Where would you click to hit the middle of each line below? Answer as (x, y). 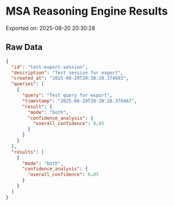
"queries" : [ (28, 84)
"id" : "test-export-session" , (49, 67)
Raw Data (24, 47)
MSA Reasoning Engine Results (87, 11)
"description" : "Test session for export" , (67, 73)
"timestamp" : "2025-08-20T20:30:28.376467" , (79, 101)
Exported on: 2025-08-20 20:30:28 (50, 28)
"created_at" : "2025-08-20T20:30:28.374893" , (70, 78)
